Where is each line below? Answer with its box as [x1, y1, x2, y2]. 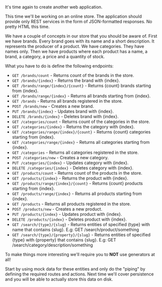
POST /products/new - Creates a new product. [12, 206, 103, 212]
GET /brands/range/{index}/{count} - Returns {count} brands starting [12, 83, 151, 89]
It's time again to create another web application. [5, 4, 103, 10]
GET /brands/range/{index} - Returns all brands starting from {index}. [12, 93, 151, 99]
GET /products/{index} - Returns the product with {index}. [12, 175, 129, 181]
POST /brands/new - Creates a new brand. [12, 104, 94, 109]
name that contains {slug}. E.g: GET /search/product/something [12, 227, 139, 232]
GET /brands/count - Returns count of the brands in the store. [12, 73, 134, 78]
